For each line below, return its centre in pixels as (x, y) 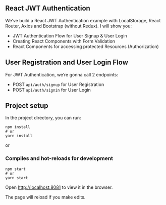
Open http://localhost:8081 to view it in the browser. (59, 187)
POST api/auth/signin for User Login (51, 90)
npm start (16, 169)
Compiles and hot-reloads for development (59, 158)
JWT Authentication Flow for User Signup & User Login (70, 35)
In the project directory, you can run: (43, 118)
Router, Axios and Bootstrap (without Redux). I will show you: (69, 26)
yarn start (17, 178)
